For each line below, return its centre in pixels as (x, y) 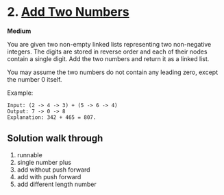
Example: (20, 93)
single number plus (44, 162)
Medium (19, 31)
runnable (29, 154)
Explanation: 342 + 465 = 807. (52, 117)
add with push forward (49, 176)
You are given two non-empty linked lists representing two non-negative (109, 44)
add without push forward (53, 170)
